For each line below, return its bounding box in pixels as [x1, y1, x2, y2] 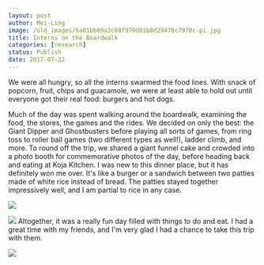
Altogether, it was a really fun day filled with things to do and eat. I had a [17, 216, 254, 225]
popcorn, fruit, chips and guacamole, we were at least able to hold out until [8, 85, 253, 95]
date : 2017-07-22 [8, 56, 66, 64]
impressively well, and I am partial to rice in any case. [8, 185, 182, 195]
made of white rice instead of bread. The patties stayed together [8, 176, 219, 186]
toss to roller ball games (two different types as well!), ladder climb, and [8, 134, 242, 144]
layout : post [8, 11, 51, 20]
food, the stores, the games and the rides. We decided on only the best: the [8, 118, 255, 127]
